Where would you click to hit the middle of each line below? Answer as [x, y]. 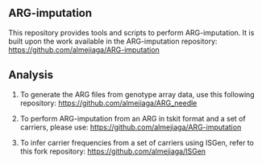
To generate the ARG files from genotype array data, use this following [137, 94]
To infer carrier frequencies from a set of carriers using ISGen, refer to [137, 142]
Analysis [31, 75]
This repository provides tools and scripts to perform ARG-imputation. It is [131, 32]
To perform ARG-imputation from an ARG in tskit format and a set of [133, 118]
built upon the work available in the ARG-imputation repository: [113, 41]
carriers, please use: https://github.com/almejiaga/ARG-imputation [131, 127]
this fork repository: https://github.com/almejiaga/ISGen [113, 151]
